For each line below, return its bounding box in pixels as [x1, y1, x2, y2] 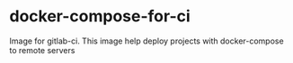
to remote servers [9, 44, 75, 55]
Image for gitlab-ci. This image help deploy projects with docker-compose [9, 35, 285, 46]
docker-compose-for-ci [9, 6, 191, 27]
